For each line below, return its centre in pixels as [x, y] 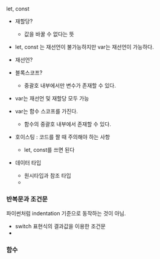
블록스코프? [29, 73]
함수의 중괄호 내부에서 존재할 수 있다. [68, 124]
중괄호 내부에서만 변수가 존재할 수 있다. [70, 85]
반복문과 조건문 [27, 199]
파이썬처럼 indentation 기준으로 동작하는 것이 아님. [66, 214]
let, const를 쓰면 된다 [49, 150]
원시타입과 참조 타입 [47, 175]
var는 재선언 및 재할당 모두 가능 [52, 98]
